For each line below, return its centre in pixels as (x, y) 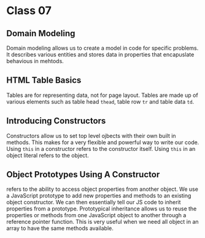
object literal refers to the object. (48, 155)
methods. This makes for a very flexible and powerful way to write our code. (103, 142)
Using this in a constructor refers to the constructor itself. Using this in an (101, 148)
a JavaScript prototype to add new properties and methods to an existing (99, 196)
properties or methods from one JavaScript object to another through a (96, 215)
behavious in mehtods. (35, 61)
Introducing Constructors (56, 121)
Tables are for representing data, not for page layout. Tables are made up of (102, 95)
